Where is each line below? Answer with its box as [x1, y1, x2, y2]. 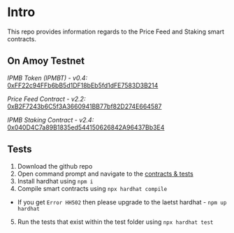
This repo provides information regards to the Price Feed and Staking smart [7, 27, 225, 36]
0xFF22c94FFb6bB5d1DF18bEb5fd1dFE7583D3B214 [7, 81, 159, 90]
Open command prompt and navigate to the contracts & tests [17, 169, 193, 178]
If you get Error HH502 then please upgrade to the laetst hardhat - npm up [17, 197, 227, 206]
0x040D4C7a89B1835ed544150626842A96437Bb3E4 [7, 123, 165, 132]
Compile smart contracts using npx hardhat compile [17, 184, 168, 192]
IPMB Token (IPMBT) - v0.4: [7, 73, 88, 82]
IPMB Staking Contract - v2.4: [7, 115, 94, 124]
